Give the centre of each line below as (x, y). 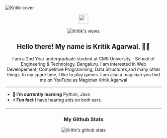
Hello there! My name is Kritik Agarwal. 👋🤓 (83, 47)
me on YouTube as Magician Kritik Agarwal (83, 80)
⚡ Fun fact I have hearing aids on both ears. (57, 100)
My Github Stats (83, 119)
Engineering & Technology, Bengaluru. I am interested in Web (83, 64)
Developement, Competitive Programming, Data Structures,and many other (83, 69)
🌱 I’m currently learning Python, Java (51, 94)
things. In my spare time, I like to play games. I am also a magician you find (83, 74)
